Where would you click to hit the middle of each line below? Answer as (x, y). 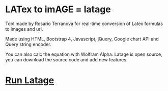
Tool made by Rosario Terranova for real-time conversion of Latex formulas (84, 24)
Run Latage (30, 81)
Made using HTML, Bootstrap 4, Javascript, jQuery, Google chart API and (82, 39)
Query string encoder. (28, 44)
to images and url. (24, 29)
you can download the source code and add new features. (66, 59)
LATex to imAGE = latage (58, 9)
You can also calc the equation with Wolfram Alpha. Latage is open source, (84, 54)
